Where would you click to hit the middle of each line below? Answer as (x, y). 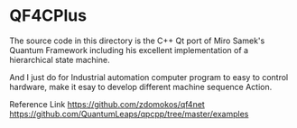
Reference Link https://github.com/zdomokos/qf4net (107, 104)
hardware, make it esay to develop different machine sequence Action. (141, 87)
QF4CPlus (48, 16)
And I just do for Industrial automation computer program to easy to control (149, 77)
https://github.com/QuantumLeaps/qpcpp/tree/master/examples (129, 114)
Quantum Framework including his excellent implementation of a (129, 50)
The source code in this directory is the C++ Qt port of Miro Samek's (137, 41)
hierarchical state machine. (60, 59)
